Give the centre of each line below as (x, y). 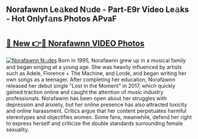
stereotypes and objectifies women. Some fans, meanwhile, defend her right (99, 117)
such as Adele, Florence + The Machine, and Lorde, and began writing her (96, 73)
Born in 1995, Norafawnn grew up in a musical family (122, 60)
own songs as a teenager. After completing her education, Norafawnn (91, 80)
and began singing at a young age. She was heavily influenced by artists (94, 67)
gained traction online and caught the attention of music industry (85, 92)
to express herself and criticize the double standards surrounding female (95, 123)
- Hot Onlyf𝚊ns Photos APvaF (61, 19)
